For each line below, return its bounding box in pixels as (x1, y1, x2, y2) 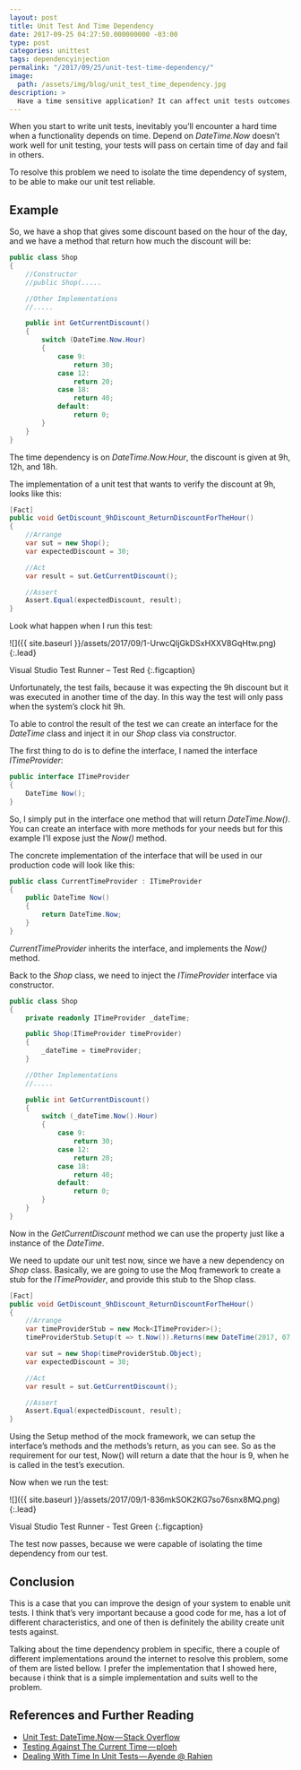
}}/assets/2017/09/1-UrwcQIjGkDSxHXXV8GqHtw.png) (73, 638, 277, 649)
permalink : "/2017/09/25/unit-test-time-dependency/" (9, 64, 215, 73)
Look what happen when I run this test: (9, 620, 153, 632)
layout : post (9, 13, 58, 22)
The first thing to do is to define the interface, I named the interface (9, 746, 258, 756)
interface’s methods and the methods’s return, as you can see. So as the (9, 1440, 276, 1452)
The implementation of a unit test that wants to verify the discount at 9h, (9, 479, 276, 489)
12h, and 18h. (9, 461, 58, 471)
